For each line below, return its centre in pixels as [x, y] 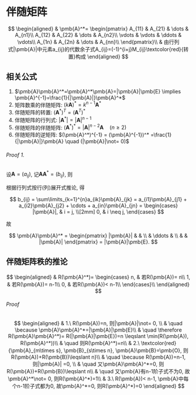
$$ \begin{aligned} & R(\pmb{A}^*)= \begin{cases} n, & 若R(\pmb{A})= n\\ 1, [98, 277]
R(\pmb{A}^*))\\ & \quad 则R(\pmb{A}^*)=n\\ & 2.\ [80, 343]
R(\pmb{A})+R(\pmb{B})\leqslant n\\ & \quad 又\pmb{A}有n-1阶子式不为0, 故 [98, 372]
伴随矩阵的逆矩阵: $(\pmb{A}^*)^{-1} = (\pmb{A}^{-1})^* [82, 135]
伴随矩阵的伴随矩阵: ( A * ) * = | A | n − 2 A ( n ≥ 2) [71, 127]
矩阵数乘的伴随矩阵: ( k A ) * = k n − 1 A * [58, 104]
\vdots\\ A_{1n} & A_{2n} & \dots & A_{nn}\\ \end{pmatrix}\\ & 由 [93, 42]
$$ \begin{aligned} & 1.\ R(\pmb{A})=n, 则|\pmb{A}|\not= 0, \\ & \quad [98, 323]
